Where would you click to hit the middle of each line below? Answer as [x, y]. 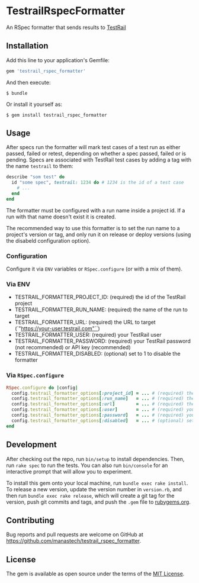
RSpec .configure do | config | [42, 388]
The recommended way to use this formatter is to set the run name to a [93, 228]
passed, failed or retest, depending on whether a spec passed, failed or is [96, 154]
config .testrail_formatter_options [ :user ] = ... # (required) [98, 410]
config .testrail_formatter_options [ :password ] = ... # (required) [98, 415]
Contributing [30, 520]
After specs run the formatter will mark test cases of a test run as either [93, 147]
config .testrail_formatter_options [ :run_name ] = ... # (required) [98, 399]
